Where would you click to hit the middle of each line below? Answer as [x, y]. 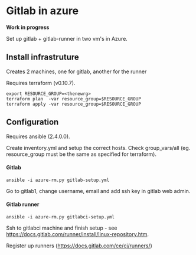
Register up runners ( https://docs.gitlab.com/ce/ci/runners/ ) [79, 246]
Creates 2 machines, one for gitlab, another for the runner [76, 71]
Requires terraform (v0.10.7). [41, 83]
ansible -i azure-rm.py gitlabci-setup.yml [61, 217]
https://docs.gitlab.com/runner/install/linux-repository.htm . [78, 234]
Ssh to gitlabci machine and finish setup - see [62, 228]
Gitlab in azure [42, 11]
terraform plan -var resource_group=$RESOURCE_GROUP [74, 99]
